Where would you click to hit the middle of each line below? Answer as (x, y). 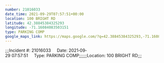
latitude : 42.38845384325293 (35, 23)
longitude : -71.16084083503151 (37, 28)
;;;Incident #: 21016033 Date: (36, 50)
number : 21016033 (23, 9)
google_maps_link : (24, 37)
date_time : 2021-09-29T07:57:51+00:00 (44, 14)
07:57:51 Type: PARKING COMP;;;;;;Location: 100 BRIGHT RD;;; (77, 55)
